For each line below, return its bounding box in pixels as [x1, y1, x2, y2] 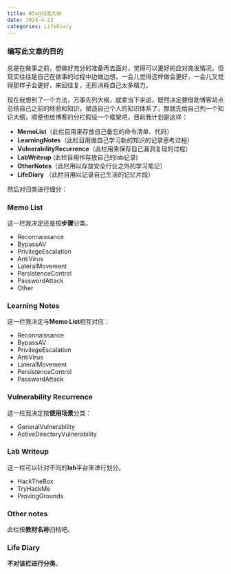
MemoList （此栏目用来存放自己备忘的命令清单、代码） [16, 127, 173, 135]
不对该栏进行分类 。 [7, 560, 62, 568]
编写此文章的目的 [7, 47, 64, 56]
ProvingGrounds [16, 492, 64, 500]
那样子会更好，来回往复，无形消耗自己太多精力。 [12, 80, 152, 89]
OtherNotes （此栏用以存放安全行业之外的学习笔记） [16, 162, 166, 170]
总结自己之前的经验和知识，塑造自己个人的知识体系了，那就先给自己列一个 [7, 104, 218, 112]
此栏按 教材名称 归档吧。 [7, 525, 74, 533]
